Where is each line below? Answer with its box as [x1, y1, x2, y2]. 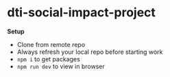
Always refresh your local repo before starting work [16, 48, 163, 56]
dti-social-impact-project [7, 5, 156, 20]
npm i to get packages [16, 55, 80, 63]
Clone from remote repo [16, 40, 86, 48]
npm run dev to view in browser [16, 62, 105, 70]
